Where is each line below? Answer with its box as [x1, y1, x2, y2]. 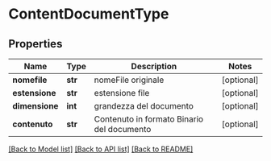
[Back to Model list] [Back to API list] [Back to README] [8, 144, 194, 154]
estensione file [94, 88, 150, 98]
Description [131, 61, 177, 72]
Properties [8, 37, 63, 51]
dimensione [12, 101, 59, 111]
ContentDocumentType [8, 5, 169, 23]
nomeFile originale [94, 74, 165, 85]
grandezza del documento [94, 101, 194, 111]
